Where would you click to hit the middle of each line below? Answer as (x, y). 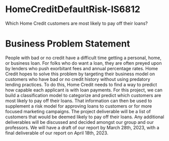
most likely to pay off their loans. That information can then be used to (79, 101)
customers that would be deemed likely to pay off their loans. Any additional (85, 117)
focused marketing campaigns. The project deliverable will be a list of (78, 111)
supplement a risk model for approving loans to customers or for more (79, 106)
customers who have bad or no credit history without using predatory (78, 79)
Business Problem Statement (68, 44)
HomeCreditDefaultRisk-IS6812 (73, 9)
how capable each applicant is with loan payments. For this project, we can (84, 90)
